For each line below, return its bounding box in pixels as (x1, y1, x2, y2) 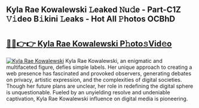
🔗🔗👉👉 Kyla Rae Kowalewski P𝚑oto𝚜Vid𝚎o (6, 39, 172, 49)
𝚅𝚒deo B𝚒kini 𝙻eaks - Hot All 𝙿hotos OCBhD (6, 14, 175, 24)
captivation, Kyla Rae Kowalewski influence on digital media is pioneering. (6, 95, 188, 102)
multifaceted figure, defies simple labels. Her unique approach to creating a (6, 63, 192, 71)
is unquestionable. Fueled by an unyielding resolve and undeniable (6, 89, 170, 96)
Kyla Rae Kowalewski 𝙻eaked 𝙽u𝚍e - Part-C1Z (6, 5, 181, 15)
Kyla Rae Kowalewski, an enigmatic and (65, 58, 163, 64)
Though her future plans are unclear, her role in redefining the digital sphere (6, 82, 194, 90)
